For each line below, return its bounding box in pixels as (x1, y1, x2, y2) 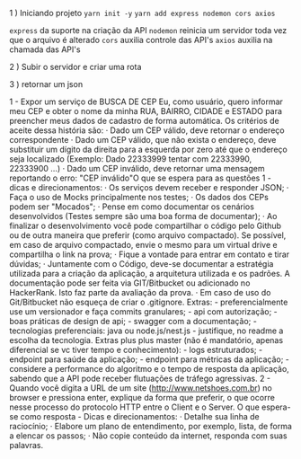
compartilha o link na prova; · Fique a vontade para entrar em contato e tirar (9, 249, 290, 260)
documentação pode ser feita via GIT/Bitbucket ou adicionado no (9, 278, 251, 288)
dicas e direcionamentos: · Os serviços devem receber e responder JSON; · (9, 182, 289, 192)
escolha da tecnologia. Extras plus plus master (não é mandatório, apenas (9, 335, 284, 345)
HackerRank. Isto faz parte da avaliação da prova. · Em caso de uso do (9, 287, 271, 297)
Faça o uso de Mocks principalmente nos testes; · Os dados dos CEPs (9, 192, 270, 202)
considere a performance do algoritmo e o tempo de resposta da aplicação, (9, 364, 289, 374)
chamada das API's (9, 44, 81, 55)
